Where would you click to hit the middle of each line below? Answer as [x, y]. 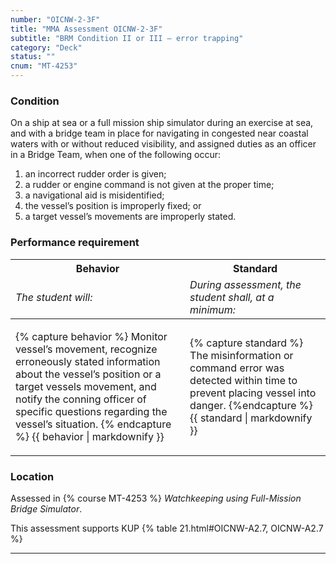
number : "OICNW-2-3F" [55, 19]
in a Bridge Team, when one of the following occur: [115, 155]
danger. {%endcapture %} [251, 405]
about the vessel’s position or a [88, 374]
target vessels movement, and [86, 386]
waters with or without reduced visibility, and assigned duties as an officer [163, 144]
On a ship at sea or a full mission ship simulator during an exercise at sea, [162, 123]
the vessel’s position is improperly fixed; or [113, 206]
